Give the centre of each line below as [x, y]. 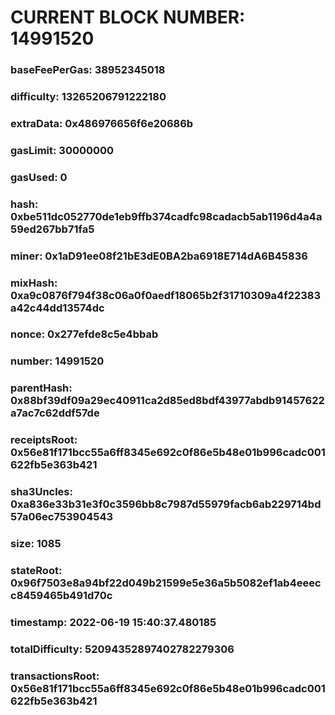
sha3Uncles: [41, 492]
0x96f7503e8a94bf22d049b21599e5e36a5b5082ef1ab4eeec [166, 583]
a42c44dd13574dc [57, 308]
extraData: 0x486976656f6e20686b [102, 123]
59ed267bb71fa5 [52, 229]
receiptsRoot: [44, 440]
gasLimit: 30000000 [62, 150]
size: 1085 [36, 544]
